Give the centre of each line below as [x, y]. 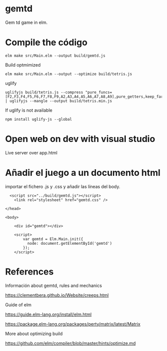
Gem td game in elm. [27, 22]
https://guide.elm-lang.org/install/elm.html [48, 314]
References [29, 272]
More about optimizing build [34, 334]
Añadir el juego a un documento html [83, 173]
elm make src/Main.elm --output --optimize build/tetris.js [69, 74]
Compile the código [46, 42]
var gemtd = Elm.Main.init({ [53, 239]
